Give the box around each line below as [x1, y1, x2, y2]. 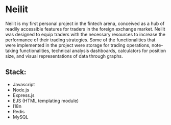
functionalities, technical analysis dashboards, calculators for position [19, 47, 166, 54]
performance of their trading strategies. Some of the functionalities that [5, 37, 156, 43]
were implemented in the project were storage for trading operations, [5, 42, 151, 48]
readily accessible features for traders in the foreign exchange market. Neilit [5, 26, 165, 32]
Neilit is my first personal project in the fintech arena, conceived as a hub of [5, 20, 165, 27]
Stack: [5, 68, 27, 77]
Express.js [12, 92, 35, 98]
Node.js [12, 87, 30, 93]
